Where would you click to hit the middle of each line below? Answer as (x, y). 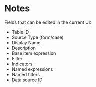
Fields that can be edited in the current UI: (48, 22)
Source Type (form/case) (38, 37)
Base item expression (34, 53)
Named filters (26, 74)
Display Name (26, 42)
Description (24, 48)
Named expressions (32, 69)
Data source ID (27, 80)
